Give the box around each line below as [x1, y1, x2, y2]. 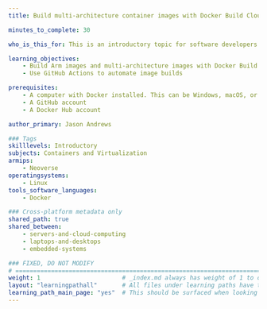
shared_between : [8, 223, 62, 231]
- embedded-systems [22, 245, 87, 253]
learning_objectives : [8, 55, 80, 63]
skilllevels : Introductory [8, 142, 98, 150]
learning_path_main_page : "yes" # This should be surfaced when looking [8, 289, 258, 297]
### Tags [8, 134, 37, 143]
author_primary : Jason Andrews [8, 120, 112, 128]
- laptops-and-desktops [22, 238, 102, 245]
